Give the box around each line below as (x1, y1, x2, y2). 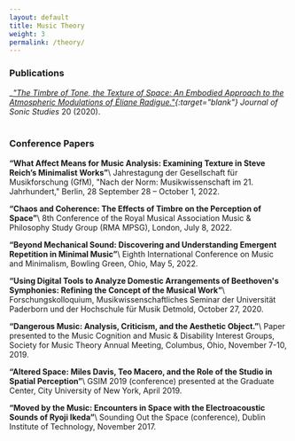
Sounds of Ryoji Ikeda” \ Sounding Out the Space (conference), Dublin (9, 412, 266, 422)
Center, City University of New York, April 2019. (9, 385, 182, 396)
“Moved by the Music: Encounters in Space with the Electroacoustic (9, 402, 266, 413)
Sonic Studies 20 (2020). (9, 106, 101, 116)
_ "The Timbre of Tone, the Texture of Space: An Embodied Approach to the (9, 87, 284, 98)
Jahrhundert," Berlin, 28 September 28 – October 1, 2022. (9, 185, 220, 196)
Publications (9, 67, 65, 80)
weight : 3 (9, 29, 46, 38)
